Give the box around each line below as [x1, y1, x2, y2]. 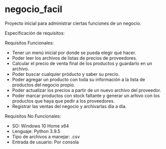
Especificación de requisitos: [5, 30, 65, 36]
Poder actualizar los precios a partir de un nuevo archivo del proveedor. [12, 87, 161, 93]
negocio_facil [5, 4, 63, 15]
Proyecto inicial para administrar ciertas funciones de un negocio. [5, 20, 142, 26]
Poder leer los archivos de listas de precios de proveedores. [12, 55, 137, 61]
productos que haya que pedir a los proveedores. [12, 97, 115, 104]
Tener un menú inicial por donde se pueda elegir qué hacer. [12, 49, 137, 56]
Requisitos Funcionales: [5, 39, 54, 46]
